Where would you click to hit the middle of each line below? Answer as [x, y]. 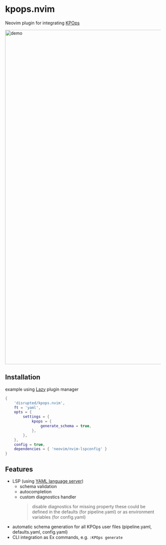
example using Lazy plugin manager [42, 389]
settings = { [36, 417]
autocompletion [36, 491]
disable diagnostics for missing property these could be [89, 506]
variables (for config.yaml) [59, 517]
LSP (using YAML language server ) [48, 481]
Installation [23, 377]
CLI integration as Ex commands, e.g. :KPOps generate [67, 537]
